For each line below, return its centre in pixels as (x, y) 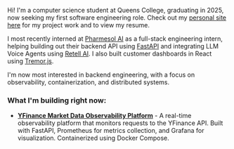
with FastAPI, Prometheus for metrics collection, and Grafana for (111, 131)
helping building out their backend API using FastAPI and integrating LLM (113, 46)
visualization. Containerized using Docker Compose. (93, 138)
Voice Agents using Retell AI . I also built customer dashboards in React (110, 53)
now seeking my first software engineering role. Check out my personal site (117, 18)
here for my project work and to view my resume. (78, 25)
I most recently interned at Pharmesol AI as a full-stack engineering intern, (115, 39)
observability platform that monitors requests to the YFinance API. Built (120, 123)
